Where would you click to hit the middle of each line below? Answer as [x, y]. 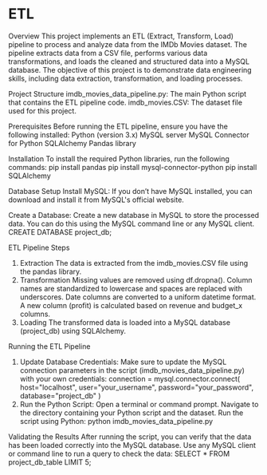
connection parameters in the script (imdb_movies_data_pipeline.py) [132, 370]
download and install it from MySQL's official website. [96, 200]
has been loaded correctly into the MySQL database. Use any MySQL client [132, 445]
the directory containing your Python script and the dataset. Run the [132, 413]
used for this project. [43, 111]
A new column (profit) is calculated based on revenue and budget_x [131, 305]
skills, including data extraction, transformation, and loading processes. [126, 78]
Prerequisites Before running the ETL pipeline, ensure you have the [118, 126]
